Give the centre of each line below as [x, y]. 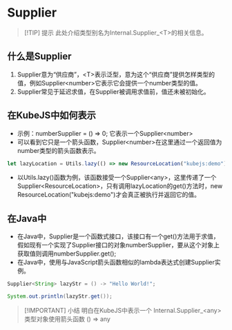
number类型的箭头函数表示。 [58, 150]
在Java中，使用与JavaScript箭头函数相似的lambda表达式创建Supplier [116, 262]
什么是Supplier [39, 56]
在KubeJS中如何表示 [52, 115]
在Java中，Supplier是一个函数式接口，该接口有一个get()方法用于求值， [118, 236]
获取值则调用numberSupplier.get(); [67, 254]
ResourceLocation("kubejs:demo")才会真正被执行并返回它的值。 [108, 195]
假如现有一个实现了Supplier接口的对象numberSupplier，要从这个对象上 [118, 245]
